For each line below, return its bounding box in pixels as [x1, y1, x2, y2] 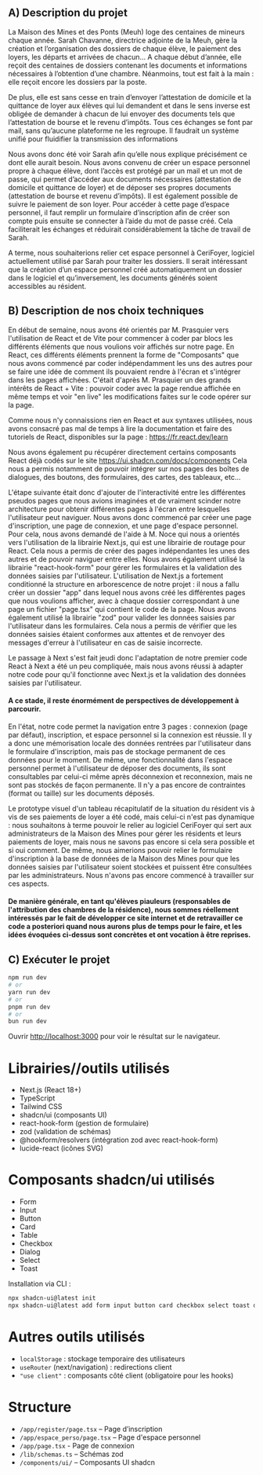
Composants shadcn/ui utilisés [8, 1171, 215, 1189]
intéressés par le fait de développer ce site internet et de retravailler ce [8, 913, 243, 923]
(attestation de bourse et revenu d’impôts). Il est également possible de [8, 191, 239, 200]
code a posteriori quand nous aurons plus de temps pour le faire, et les [8, 922, 243, 931]
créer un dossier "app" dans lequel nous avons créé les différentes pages [8, 587, 246, 597]
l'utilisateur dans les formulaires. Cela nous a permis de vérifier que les [8, 620, 237, 631]
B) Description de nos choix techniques [8, 304, 204, 317]
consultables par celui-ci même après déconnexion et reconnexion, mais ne [8, 771, 253, 781]
